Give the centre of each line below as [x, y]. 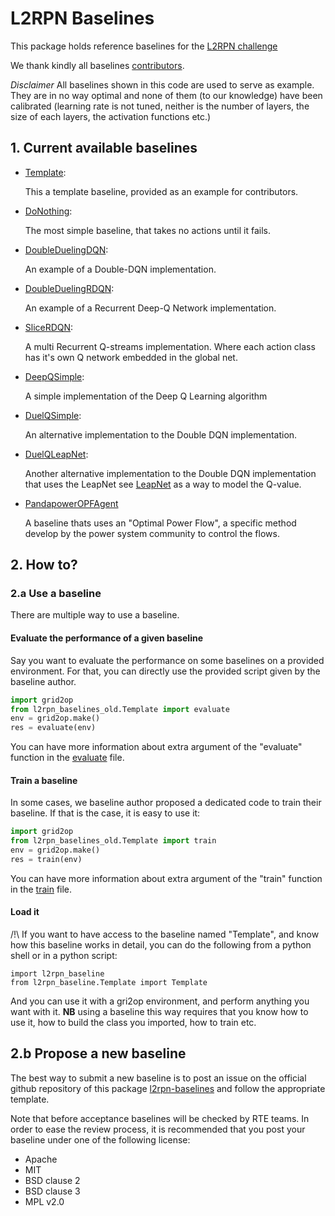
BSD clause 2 [52, 1180]
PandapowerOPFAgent [71, 503]
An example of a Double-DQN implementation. [120, 269]
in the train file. [41, 889]
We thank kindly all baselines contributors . [97, 65]
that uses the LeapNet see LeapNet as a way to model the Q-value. [163, 484]
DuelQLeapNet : [56, 454]
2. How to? [44, 565]
